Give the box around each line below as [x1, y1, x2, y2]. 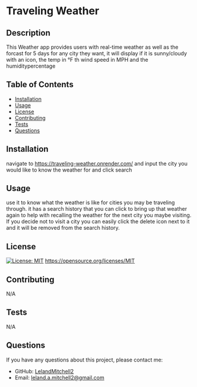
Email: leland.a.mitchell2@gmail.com [14, 374, 105, 381]
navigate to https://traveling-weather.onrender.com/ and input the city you [6, 160, 188, 167]
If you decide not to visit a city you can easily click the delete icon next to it [6, 218, 190, 225]
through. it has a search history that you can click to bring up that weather [6, 205, 188, 212]
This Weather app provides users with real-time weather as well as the [6, 43, 179, 50]
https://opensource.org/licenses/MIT [45, 257, 135, 265]
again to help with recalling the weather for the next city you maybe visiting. [6, 212, 192, 219]
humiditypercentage [6, 62, 56, 69]
